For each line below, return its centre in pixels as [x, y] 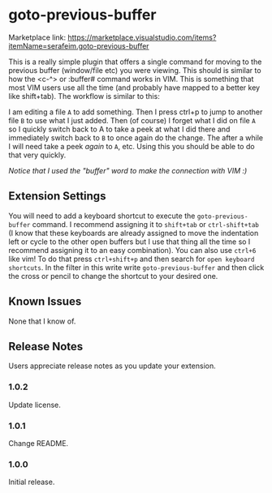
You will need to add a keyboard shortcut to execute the [102, 216]
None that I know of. [42, 321]
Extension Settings [57, 196]
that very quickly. [37, 155]
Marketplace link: [37, 37]
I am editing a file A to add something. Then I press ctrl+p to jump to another [136, 112]
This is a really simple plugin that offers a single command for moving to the [135, 62]
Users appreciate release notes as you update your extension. [112, 366]
